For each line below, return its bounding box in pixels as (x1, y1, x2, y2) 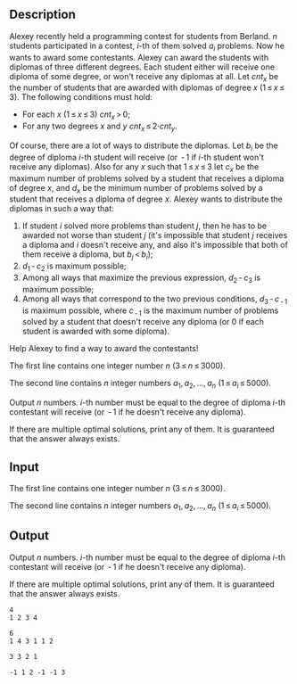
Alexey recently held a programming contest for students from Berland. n (9, 30, 278, 41)
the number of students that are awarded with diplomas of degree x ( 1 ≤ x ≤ (9, 82, 285, 93)
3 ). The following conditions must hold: (9, 92, 153, 103)
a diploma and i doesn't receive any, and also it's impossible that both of (21, 240, 288, 251)
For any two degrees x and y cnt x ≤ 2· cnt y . (21, 120, 177, 133)
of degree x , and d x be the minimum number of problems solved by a (9, 182, 263, 195)
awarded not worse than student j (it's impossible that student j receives (21, 230, 288, 241)
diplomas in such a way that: (9, 203, 114, 214)
